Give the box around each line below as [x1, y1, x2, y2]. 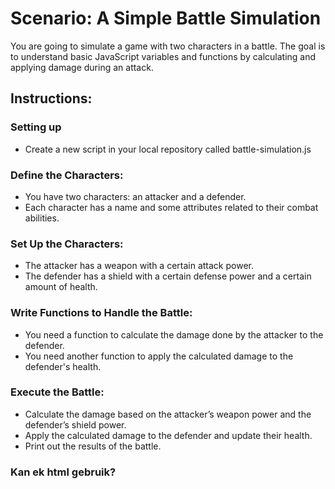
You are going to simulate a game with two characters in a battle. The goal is [10, 40, 326, 52]
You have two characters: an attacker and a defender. [24, 190, 247, 202]
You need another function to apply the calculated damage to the [24, 350, 294, 362]
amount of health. [24, 281, 98, 293]
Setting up [10, 120, 62, 134]
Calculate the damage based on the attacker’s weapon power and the [24, 408, 312, 420]
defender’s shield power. [24, 418, 127, 431]
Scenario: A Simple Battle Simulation [10, 7, 322, 30]
